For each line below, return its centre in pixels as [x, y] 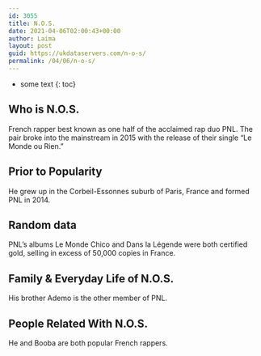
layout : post [30, 46]
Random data [42, 225]
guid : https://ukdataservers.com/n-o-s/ [78, 53]
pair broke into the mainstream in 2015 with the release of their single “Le [130, 138]
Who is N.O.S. [44, 110]
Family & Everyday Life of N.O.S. [91, 279]
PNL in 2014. [29, 200]
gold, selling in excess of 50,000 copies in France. [92, 253]
